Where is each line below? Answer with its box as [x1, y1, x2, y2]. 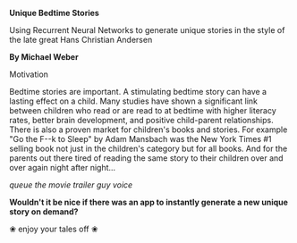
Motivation [9, 69, 49, 80]
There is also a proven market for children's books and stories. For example [9, 124, 288, 135]
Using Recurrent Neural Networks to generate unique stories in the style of [9, 25, 285, 35]
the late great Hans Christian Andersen [9, 35, 153, 45]
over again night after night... [9, 163, 116, 172]
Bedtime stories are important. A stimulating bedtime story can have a [9, 87, 267, 96]
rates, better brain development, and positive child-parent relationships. [9, 115, 275, 125]
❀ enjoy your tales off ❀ [9, 223, 98, 234]
